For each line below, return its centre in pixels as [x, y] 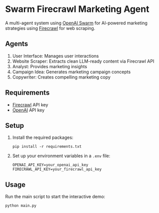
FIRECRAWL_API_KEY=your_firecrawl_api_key [57, 169]
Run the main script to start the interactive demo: [55, 197]
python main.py [21, 206]
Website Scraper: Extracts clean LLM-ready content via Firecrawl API [83, 61]
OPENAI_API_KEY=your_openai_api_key [50, 165]
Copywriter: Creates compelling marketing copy [61, 77]
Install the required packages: [43, 137]
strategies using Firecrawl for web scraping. [50, 28]
